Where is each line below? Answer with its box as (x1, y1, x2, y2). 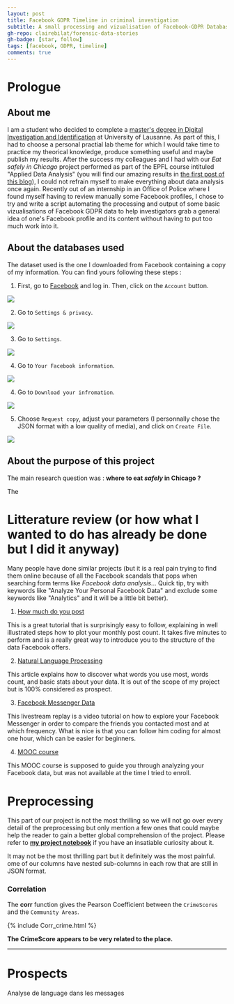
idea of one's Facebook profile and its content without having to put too (7, 214, 212, 223)
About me (7, 107, 51, 119)
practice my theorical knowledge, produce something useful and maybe (7, 147, 214, 156)
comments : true (7, 50, 52, 57)
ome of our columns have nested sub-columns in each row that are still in (7, 860, 218, 868)
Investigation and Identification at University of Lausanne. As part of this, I (7, 133, 220, 141)
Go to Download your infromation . (17, 388, 115, 396)
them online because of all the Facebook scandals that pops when (7, 571, 198, 580)
